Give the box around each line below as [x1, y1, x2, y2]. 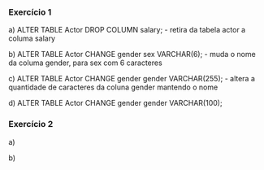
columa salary [8, 33, 55, 43]
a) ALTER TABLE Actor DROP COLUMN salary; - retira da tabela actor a [8, 25, 246, 35]
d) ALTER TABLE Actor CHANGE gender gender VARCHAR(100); [8, 98, 223, 108]
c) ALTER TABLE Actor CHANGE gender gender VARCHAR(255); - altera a [8, 74, 256, 84]
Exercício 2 [8, 119, 54, 130]
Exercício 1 [8, 7, 52, 18]
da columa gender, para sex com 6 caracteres [8, 58, 162, 68]
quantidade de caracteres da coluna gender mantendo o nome [8, 82, 219, 92]
